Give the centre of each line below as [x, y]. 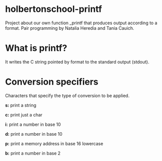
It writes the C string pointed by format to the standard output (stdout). [77, 62]
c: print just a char [24, 114]
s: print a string [21, 105]
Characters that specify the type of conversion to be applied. [67, 96]
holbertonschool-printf [54, 9]
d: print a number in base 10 [34, 134]
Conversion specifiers [52, 82]
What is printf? [36, 48]
